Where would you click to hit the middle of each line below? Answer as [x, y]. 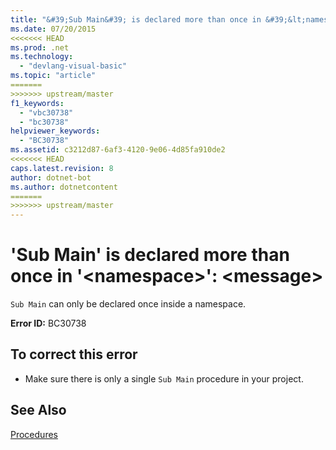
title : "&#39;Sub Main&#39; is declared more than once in [136, 19]
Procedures [34, 434]
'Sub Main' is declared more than [150, 255]
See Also [38, 410]
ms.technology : [42, 57]
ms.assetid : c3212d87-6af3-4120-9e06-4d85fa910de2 [118, 150]
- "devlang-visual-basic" [73, 66]
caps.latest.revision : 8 [62, 168]
